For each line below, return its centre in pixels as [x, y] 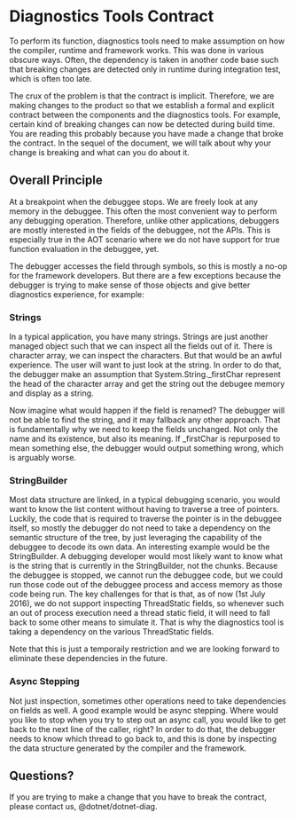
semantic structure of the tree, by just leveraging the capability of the [136, 538]
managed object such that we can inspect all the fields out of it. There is [141, 346]
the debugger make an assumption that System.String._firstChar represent [145, 375]
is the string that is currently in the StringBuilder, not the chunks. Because [144, 566]
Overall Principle [56, 181]
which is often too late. [51, 78]
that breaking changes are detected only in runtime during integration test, [145, 69]
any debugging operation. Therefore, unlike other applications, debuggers [144, 220]
